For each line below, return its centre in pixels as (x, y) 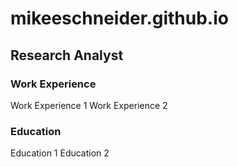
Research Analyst (67, 55)
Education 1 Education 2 (60, 153)
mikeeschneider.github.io (119, 18)
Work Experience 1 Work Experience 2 (89, 105)
